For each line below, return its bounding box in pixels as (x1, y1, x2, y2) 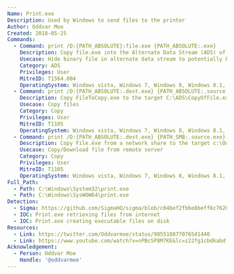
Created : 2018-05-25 (7, 29, 68, 37)
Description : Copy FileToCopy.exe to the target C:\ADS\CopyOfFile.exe (19, 95, 232, 102)
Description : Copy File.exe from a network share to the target (19, 140, 210, 147)
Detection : (7, 198, 39, 206)
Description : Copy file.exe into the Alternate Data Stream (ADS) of (19, 50, 226, 56)
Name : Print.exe (7, 10, 54, 17)
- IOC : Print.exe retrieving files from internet (13, 211, 160, 218)
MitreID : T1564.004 (19, 75, 77, 82)
